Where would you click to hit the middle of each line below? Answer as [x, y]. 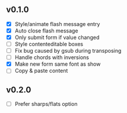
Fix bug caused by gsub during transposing [68, 51]
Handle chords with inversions [52, 57]
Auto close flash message [46, 30]
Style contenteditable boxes [49, 44]
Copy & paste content [41, 71]
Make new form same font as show [58, 64]
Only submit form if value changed [57, 37]
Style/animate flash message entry [57, 24]
